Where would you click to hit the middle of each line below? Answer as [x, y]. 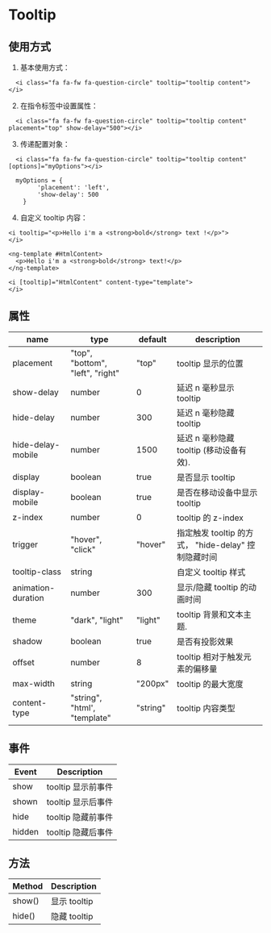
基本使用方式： [45, 67]
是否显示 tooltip [206, 477]
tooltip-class [37, 572]
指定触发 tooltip [206, 532]
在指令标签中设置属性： [59, 106]
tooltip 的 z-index [210, 518]
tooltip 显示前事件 [80, 786]
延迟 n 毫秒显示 [206, 387]
